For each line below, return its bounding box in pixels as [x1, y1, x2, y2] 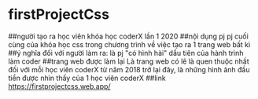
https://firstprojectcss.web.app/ [8, 81, 112, 91]
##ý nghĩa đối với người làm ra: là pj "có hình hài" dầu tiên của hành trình [8, 48, 244, 57]
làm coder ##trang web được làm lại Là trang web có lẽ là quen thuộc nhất [8, 57, 249, 66]
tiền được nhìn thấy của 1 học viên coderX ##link [8, 73, 167, 82]
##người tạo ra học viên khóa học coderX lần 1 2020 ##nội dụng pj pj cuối [8, 31, 249, 41]
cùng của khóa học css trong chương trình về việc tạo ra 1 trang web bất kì [8, 39, 251, 49]
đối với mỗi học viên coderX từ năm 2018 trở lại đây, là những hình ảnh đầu [8, 64, 250, 74]
